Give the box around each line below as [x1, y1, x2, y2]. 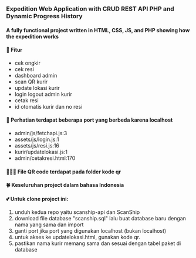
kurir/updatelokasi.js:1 [14, 148, 67, 155]
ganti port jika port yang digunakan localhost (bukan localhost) [14, 227, 167, 234]
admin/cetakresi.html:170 [14, 155, 76, 162]
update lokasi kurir [14, 84, 60, 91]
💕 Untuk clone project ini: [6, 195, 69, 202]
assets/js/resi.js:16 [14, 142, 60, 149]
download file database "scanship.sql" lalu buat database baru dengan [14, 215, 187, 222]
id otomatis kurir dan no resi [14, 103, 83, 110]
